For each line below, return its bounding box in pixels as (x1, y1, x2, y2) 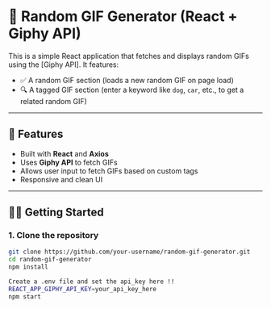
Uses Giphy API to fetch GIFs (19, 157, 119, 167)
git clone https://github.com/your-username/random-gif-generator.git (8, 248, 251, 257)
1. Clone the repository (8, 230, 99, 241)
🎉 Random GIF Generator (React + (8, 7, 238, 26)
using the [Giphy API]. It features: (8, 60, 119, 69)
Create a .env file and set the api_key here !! (8, 278, 175, 286)
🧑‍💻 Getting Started (8, 206, 104, 219)
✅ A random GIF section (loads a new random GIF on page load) (19, 75, 234, 85)
